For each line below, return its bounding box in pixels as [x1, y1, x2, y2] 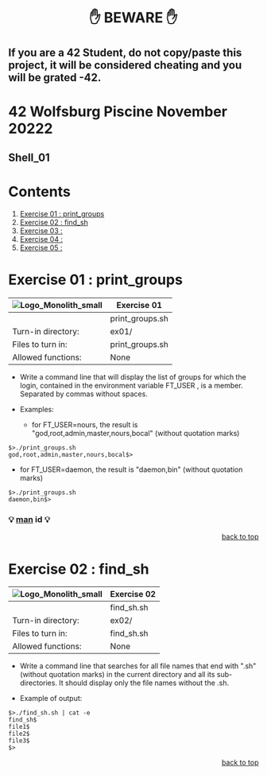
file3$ [8, 737, 30, 745]
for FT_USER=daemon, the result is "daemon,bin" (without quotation [19, 465, 243, 474]
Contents [8, 183, 72, 201]
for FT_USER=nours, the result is [31, 420, 138, 430]
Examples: [19, 405, 54, 415]
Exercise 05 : [19, 243, 63, 253]
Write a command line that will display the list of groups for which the [19, 372, 246, 382]
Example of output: [19, 694, 83, 703]
